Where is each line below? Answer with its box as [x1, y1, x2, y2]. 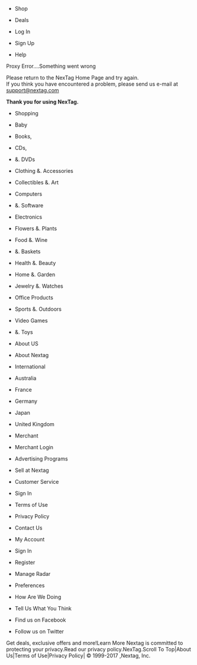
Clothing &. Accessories [14, 168, 74, 174]
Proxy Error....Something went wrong [6, 62, 96, 70]
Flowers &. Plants [14, 225, 57, 232]
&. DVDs [14, 156, 35, 163]
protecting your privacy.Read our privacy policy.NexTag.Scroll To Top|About [6, 646, 191, 653]
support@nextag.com [6, 87, 59, 94]
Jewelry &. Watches [14, 282, 63, 289]
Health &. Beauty [14, 260, 56, 266]
